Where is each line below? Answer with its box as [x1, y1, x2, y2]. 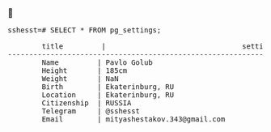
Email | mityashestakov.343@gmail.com [41, 115, 226, 124]
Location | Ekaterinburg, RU [41, 91, 175, 100]
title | [41, 42, 106, 51]
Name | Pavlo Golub [41, 58, 153, 67]
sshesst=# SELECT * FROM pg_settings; [7, 26, 162, 35]
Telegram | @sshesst [41, 107, 141, 116]
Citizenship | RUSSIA [41, 99, 132, 108]
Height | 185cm [41, 66, 128, 75]
